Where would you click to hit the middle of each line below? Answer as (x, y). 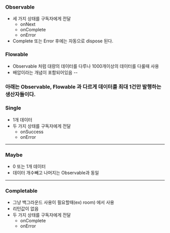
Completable (22, 191)
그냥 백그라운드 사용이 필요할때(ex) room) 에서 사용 (63, 202)
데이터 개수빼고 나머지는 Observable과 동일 (56, 173)
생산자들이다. (20, 94)
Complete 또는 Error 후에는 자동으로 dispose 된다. (63, 41)
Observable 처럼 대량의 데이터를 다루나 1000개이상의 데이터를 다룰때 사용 (86, 66)
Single (13, 108)
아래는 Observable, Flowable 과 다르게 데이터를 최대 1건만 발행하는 (83, 87)
